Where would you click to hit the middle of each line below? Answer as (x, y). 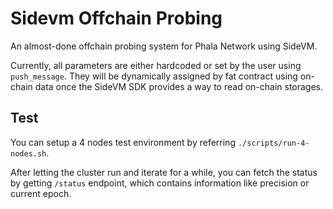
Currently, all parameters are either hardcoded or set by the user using (156, 65)
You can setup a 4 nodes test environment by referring (123, 142)
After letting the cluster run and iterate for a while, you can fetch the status (164, 172)
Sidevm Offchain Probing (116, 18)
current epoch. (41, 193)
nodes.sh (28, 153)
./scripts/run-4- (273, 143)
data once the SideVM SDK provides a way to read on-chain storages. (179, 86)
